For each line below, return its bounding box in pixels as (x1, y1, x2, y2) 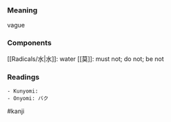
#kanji (7, 107, 25, 115)
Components (7, 38, 52, 48)
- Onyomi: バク (7, 95, 49, 101)
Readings (7, 72, 40, 82)
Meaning (7, 5, 38, 15)
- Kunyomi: (7, 88, 39, 95)
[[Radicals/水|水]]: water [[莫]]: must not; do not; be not (7, 54, 164, 63)
